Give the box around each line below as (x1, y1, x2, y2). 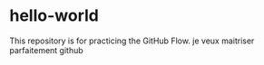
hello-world (9, 5, 100, 26)
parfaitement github (9, 44, 83, 55)
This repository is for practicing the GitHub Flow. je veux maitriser (9, 35, 255, 46)
